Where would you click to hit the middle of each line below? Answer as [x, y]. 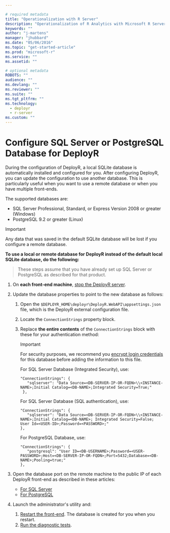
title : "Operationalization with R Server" [52, 19]
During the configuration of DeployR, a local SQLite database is [71, 167]
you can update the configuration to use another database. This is [74, 178]
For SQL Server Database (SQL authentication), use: [74, 401]
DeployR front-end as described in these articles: [64, 479]
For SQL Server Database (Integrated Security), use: [75, 369]
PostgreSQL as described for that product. [62, 274]
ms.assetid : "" [21, 61]
